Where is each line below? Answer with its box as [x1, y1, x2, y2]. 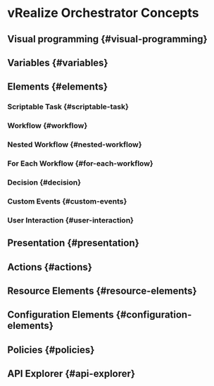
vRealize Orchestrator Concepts [7, 5, 199, 21]
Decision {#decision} [7, 178, 82, 187]
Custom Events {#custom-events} [7, 196, 127, 206]
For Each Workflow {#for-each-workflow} [7, 158, 153, 168]
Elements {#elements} [7, 81, 108, 93]
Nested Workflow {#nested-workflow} [7, 139, 142, 149]
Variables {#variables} [7, 56, 108, 68]
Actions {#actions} [7, 261, 93, 273]
